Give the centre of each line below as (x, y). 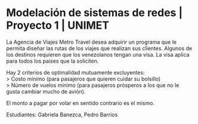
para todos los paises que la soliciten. (52, 61)
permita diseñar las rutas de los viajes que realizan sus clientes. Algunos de (99, 48)
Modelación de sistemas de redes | (95, 13)
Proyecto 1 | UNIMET (58, 25)
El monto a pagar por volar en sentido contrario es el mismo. (81, 103)
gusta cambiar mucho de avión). (46, 91)
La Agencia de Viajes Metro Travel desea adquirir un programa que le (92, 42)
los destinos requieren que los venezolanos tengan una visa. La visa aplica (98, 54)
